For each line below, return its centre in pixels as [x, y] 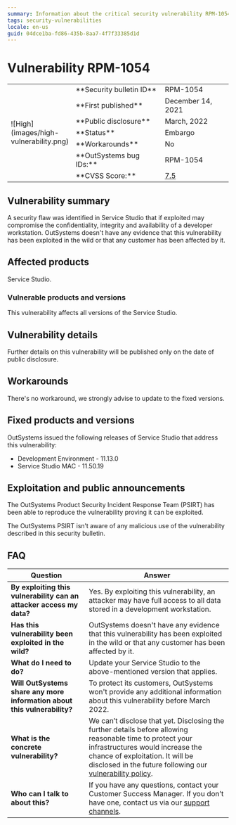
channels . [105, 812]
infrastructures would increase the [145, 748]
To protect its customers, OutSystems [151, 683]
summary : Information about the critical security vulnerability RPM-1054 [119, 14]
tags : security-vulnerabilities [54, 20]
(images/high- [35, 133]
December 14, [189, 101]
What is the [31, 738]
